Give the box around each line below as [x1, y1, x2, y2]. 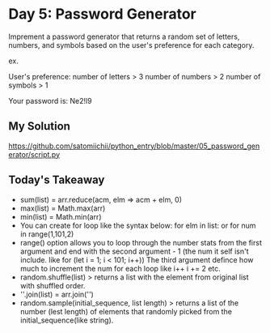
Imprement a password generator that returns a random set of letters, [8, 32, 240, 41]
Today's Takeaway [8, 173, 105, 187]
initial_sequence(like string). [19, 315, 114, 325]
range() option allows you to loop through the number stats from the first [19, 237, 263, 247]
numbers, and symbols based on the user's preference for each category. [8, 40, 255, 49]
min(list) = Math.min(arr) [19, 211, 102, 221]
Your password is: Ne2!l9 [8, 96, 92, 105]
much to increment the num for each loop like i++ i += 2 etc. [19, 263, 221, 273]
